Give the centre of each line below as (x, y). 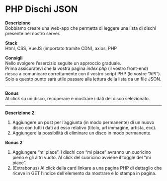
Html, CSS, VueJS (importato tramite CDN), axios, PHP (61, 48)
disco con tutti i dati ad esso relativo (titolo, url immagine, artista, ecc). (84, 127)
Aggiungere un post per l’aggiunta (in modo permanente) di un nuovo (83, 122)
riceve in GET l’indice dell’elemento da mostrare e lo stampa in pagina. (84, 173)
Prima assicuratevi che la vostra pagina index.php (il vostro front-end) (77, 68)
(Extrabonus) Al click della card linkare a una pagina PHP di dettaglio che (87, 168)
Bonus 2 (14, 142)
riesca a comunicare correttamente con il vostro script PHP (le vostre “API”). (83, 73)
